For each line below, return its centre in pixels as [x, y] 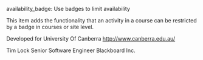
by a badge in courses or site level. [50, 27]
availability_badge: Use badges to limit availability [68, 9]
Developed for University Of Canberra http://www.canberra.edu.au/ [91, 38]
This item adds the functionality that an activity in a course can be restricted [102, 20]
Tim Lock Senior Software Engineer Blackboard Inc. [71, 50]
